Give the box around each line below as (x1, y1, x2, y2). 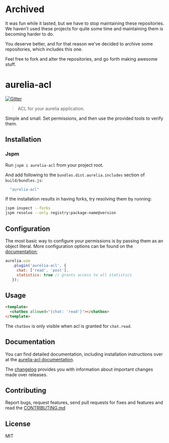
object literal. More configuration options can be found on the (5, 243, 133, 249)
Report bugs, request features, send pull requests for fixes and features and (5, 400, 163, 406)
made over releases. (5, 371, 48, 377)
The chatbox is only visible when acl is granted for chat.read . (5, 323, 132, 329)
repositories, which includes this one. (5, 46, 83, 52)
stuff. (5, 61, 16, 67)
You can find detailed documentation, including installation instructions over (5, 351, 163, 357)
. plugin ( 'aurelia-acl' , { (12, 263, 67, 268)
